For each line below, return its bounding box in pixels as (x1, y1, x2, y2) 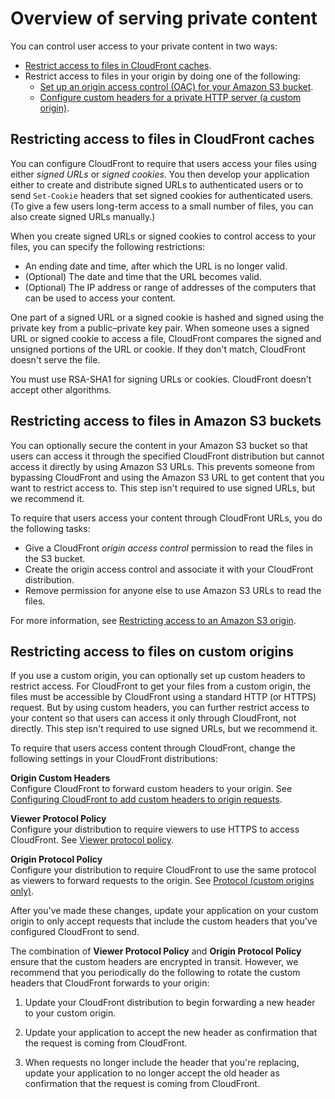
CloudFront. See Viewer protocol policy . (10, 834, 175, 846)
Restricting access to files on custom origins (10, 643, 294, 660)
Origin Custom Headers (10, 772, 111, 784)
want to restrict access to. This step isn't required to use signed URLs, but (10, 482, 316, 494)
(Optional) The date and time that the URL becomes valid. (24, 270, 262, 282)
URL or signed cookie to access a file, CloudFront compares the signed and (10, 332, 322, 344)
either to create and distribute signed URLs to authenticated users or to (10, 178, 304, 191)
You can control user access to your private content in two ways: (10, 40, 278, 52)
